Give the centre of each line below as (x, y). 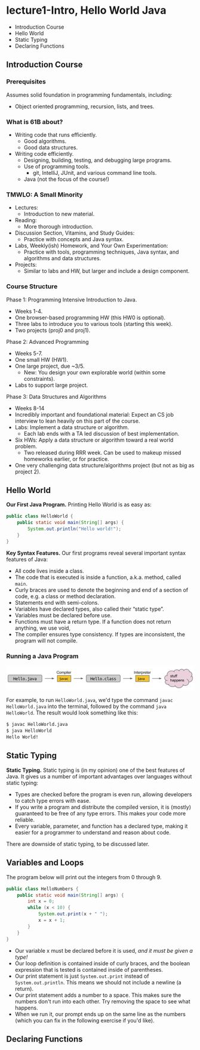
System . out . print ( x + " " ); (73, 914)
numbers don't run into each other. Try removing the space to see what (103, 1001)
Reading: (26, 220)
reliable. (24, 820)
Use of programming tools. (57, 166)
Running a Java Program (42, 656)
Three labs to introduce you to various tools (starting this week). (94, 324)
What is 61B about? (35, 122)
